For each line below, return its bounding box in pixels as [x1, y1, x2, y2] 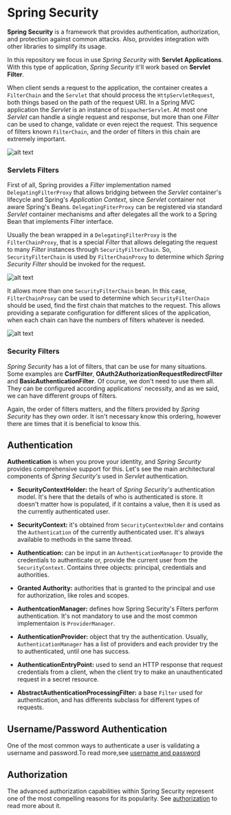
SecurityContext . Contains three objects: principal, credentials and [16, 563, 206, 572]
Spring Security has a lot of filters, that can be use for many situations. [7, 362, 208, 370]
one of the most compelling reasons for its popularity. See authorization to [7, 794, 218, 803]
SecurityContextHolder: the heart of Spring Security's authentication [16, 485, 215, 494]
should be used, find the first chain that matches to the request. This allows [7, 301, 221, 310]
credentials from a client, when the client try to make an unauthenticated [16, 668, 223, 676]
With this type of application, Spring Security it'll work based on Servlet [7, 63, 211, 71]
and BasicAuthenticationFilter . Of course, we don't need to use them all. [7, 377, 215, 385]
